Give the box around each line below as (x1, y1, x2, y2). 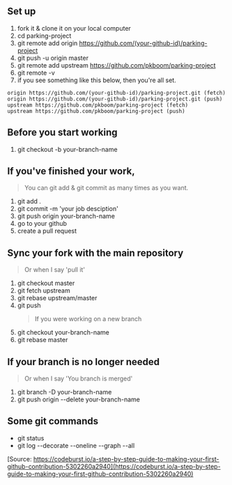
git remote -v (17, 68, 55, 77)
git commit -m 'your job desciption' (17, 205, 118, 213)
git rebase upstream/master (17, 294, 98, 302)
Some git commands (7, 415, 99, 427)
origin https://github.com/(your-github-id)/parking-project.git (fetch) (7, 89, 226, 96)
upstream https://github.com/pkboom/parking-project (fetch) (7, 101, 189, 109)
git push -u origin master (17, 54, 89, 62)
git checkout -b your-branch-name (17, 145, 118, 153)
